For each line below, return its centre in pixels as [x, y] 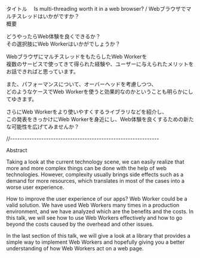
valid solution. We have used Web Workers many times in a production [93, 205]
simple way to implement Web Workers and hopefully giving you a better [96, 242]
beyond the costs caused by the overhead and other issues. [80, 224]
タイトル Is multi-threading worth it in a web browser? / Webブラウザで [96, 9]
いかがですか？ [61, 16]
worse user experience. [35, 187]
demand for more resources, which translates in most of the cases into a [96, 181]
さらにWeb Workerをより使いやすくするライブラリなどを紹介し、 [87, 112]
